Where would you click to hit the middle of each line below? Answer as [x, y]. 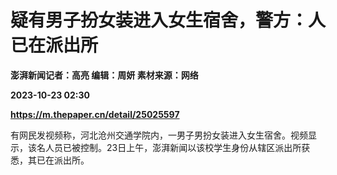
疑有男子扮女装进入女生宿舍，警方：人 [168, 20]
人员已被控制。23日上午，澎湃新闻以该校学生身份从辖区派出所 [173, 147]
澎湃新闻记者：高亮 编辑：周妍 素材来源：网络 [104, 75]
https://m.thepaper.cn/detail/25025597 [95, 114]
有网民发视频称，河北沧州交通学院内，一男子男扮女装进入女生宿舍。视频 [159, 135]
